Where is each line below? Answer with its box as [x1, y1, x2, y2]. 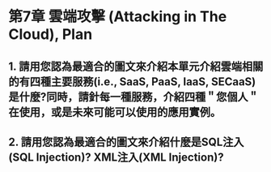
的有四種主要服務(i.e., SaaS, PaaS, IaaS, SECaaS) [8, 75, 256, 88]
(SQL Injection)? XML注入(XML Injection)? [8, 150, 224, 164]
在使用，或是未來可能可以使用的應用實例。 [8, 105, 221, 118]
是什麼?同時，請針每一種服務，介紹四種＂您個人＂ [8, 90, 259, 104]
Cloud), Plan [8, 25, 93, 44]
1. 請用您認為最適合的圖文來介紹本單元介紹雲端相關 [8, 59, 264, 73]
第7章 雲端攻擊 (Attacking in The [8, 7, 227, 26]
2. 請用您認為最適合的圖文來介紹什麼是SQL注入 [8, 135, 244, 148]
